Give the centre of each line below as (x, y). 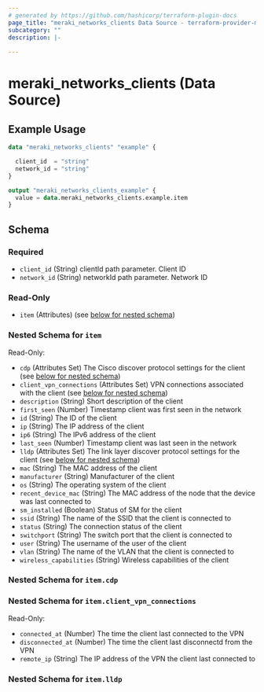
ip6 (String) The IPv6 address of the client (88, 434)
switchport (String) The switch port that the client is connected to (126, 535)
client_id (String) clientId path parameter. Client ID (103, 269)
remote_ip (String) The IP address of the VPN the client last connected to (137, 658)
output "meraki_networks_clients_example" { (82, 190)
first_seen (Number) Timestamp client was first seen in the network (130, 409)
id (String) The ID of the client (68, 418)
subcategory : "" (35, 30)
